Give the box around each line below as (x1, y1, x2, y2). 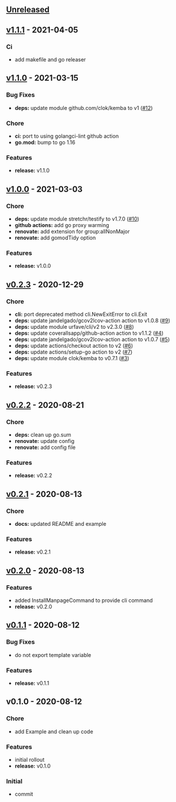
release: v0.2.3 (14, 383, 52, 390)
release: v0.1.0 (14, 762, 51, 769)
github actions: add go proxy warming (14, 222, 109, 229)
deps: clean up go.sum (14, 431, 71, 438)
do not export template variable (14, 651, 92, 658)
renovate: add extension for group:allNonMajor (14, 228, 130, 235)
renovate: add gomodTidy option (14, 234, 96, 241)
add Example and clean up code (14, 727, 93, 735)
